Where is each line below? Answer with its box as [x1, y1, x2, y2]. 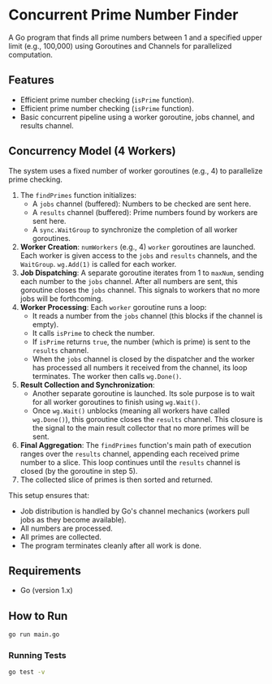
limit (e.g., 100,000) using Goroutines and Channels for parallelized [8, 41, 232, 50]
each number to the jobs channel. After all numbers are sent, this [19, 276, 238, 286]
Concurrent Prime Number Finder [8, 6, 239, 24]
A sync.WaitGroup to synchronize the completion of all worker [32, 225, 238, 234]
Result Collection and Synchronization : [19, 380, 155, 389]
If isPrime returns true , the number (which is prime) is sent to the [32, 337, 251, 346]
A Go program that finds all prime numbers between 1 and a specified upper [8, 32, 262, 42]
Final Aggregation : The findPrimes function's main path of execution [19, 440, 252, 450]
